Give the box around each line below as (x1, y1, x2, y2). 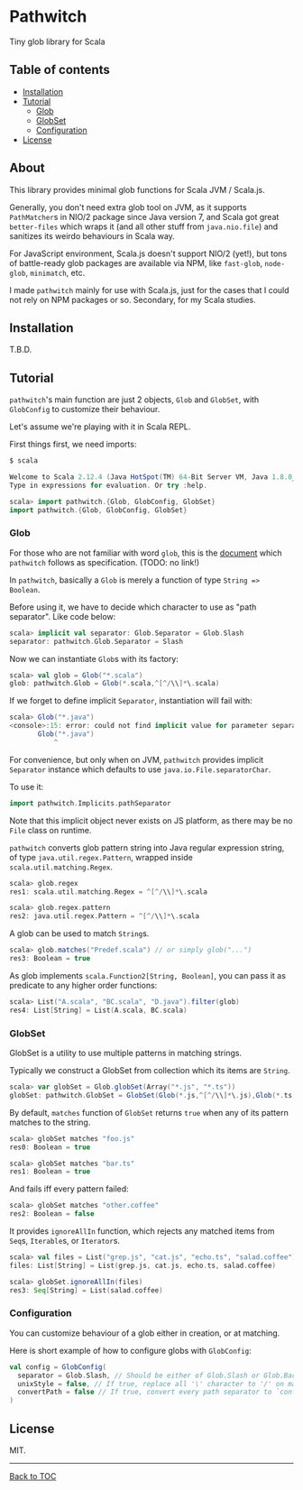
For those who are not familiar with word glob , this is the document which (9, 547, 282, 558)
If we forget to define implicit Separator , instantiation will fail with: (9, 695, 252, 706)
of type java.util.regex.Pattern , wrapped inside (9, 851, 194, 862)
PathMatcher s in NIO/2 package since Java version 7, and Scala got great (9, 211, 280, 222)
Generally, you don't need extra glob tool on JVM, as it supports (9, 201, 247, 213)
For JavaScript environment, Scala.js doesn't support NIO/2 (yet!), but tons (9, 248, 288, 259)
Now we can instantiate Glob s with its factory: (9, 653, 179, 664)
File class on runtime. (9, 824, 92, 835)
